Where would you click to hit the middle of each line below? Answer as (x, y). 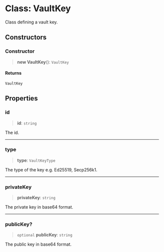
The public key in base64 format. (38, 244)
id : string (27, 123)
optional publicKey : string (45, 235)
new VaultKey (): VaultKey (43, 62)
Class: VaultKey (38, 9)
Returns (13, 73)
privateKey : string (36, 198)
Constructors (26, 37)
